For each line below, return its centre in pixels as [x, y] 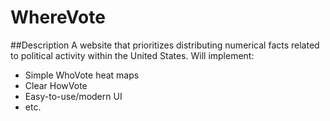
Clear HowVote [56, 85]
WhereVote [58, 17]
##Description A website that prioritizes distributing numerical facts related [165, 45]
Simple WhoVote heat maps [82, 75]
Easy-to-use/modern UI [73, 96]
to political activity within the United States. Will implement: [132, 55]
